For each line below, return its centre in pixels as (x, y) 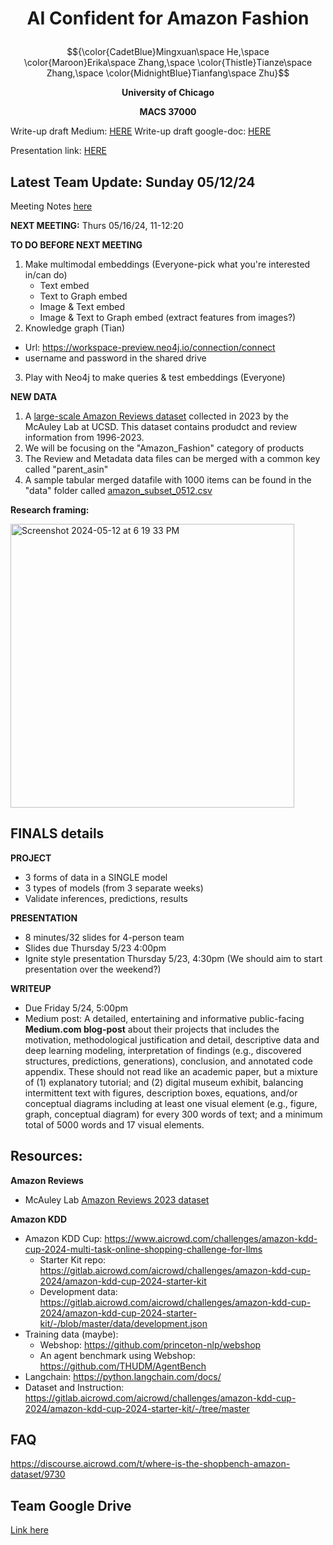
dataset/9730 (38, 1474)
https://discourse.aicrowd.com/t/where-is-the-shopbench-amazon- (150, 1464)
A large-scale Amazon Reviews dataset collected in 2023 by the (157, 416)
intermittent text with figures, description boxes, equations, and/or (161, 1093)
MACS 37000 (168, 112)
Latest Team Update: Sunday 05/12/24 (133, 182)
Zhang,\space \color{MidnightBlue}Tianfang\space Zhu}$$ (168, 73)
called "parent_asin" (66, 469)
